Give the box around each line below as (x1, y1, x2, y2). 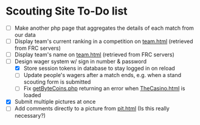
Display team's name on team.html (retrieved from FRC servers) (14, 51, 174, 58)
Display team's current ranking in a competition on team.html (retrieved (14, 38, 193, 45)
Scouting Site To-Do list (5, 4, 128, 18)
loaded (23, 92, 41, 99)
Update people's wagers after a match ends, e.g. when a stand (23, 72, 182, 79)
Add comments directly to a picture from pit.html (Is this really (14, 105, 170, 112)
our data (14, 32, 36, 38)
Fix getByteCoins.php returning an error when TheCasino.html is (23, 85, 185, 92)
